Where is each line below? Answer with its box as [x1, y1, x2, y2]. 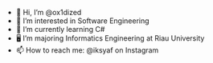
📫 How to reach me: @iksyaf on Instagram [15, 45, 159, 55]
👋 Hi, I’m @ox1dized [15, 8, 82, 17]
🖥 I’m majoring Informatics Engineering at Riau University [15, 33, 205, 43]
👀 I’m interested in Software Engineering [15, 16, 150, 26]
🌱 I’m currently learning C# [15, 25, 105, 33]
